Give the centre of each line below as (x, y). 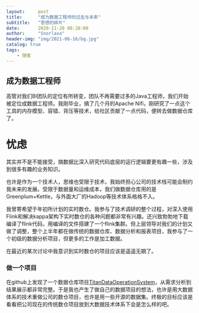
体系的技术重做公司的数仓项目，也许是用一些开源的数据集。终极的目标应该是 (99, 296)
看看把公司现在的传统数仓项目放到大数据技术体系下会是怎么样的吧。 (89, 304)
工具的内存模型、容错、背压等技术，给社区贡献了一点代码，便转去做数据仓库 (99, 111)
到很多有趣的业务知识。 (35, 169)
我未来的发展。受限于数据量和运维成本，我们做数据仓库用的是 (81, 189)
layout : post (28, 12)
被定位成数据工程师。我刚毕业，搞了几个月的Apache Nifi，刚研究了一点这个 (98, 103)
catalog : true (24, 45)
